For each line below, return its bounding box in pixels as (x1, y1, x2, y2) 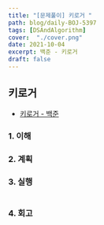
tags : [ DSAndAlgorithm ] (8, 26, 87, 34)
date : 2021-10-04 (8, 41, 65, 49)
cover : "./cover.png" (8, 33, 83, 42)
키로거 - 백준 (19, 109, 59, 118)
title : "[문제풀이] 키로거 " (8, 11, 92, 20)
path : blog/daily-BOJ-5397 (8, 19, 97, 27)
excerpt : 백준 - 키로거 (8, 48, 78, 56)
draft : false (8, 56, 51, 64)
